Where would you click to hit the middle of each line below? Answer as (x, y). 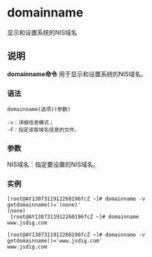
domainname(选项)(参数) (39, 110)
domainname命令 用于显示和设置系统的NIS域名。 (77, 74)
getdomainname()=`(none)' (44, 205)
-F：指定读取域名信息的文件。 (43, 130)
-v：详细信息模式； (31, 123)
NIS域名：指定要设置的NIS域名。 (53, 164)
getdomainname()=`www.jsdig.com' (55, 241)
